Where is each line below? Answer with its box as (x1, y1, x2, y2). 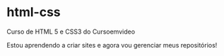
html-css (6, 4, 61, 20)
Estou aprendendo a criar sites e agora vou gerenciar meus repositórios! (6, 41, 218, 49)
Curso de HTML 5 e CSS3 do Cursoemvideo (6, 27, 136, 36)
